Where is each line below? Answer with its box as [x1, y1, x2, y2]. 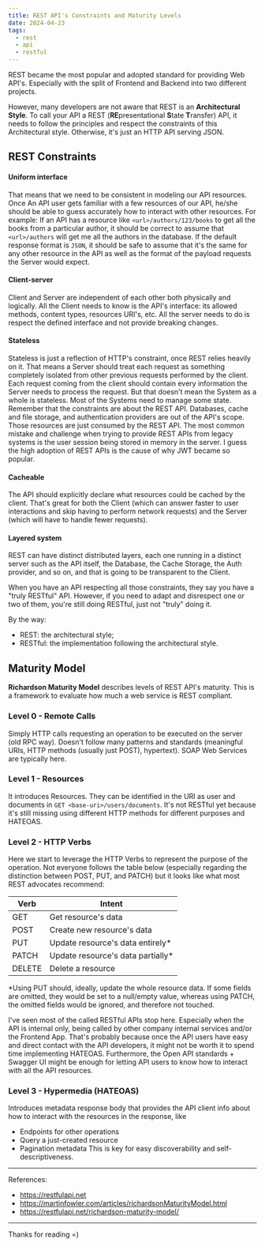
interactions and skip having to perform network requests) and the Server [8, 507, 248, 516]
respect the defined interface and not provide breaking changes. [8, 318, 218, 327]
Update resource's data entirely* [49, 937, 172, 948]
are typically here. [8, 754, 67, 763]
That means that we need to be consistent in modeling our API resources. [8, 190, 247, 199]
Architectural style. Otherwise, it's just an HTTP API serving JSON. [8, 127, 225, 137]
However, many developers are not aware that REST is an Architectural [8, 102, 241, 111]
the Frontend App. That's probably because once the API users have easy [8, 1032, 248, 1042]
